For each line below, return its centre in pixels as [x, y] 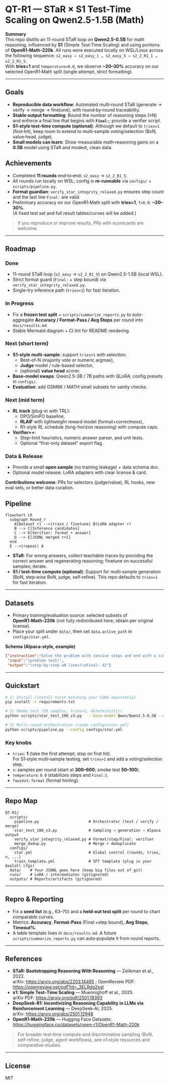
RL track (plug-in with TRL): [41, 411]
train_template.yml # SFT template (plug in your [83, 861]
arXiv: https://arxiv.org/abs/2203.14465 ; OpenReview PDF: [74, 982]
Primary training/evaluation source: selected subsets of [70, 616]
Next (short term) [27, 344]
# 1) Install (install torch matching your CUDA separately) [71, 697]
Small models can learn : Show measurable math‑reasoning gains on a [86, 142]
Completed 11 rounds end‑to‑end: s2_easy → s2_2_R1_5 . [70, 175]
